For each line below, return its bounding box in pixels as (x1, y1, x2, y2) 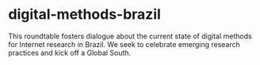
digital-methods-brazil (8, 5, 161, 23)
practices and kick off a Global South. (8, 48, 132, 57)
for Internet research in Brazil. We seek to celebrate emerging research (8, 39, 240, 49)
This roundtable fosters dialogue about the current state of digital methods (8, 31, 252, 41)
